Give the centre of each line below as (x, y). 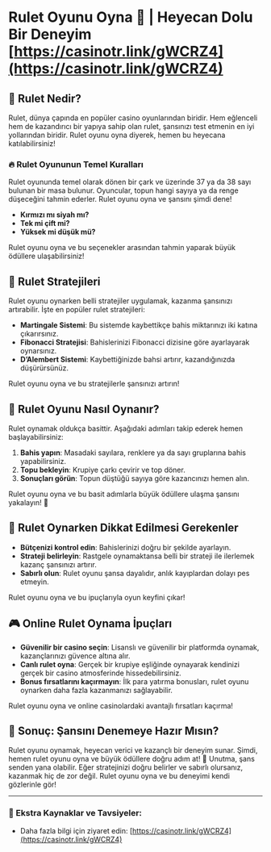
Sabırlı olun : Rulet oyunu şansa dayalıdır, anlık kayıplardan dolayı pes (135, 573)
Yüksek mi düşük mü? (58, 232)
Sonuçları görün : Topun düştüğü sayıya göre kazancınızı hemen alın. (135, 478)
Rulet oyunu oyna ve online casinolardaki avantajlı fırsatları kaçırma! (121, 705)
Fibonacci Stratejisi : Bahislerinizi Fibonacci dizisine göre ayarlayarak (135, 342)
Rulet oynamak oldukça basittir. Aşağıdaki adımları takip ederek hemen (126, 428)
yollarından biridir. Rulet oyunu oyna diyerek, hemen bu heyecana (117, 135)
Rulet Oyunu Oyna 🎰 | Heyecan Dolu (131, 17)
